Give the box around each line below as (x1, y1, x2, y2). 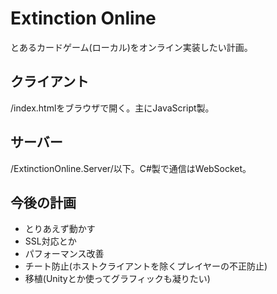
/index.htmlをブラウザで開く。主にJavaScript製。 (10, 102, 215, 114)
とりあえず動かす (24, 223, 96, 235)
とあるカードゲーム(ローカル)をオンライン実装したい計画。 (10, 41, 253, 53)
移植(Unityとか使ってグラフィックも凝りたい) (24, 273, 211, 285)
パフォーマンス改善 (24, 248, 105, 260)
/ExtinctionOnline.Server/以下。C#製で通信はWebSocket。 (10, 162, 252, 174)
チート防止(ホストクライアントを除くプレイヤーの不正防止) (24, 260, 268, 272)
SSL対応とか (24, 235, 77, 247)
